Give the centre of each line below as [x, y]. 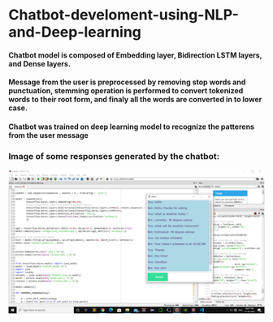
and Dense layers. [40, 63]
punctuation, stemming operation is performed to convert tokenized [126, 91]
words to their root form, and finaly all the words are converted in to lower [135, 100]
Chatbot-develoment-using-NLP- [124, 15]
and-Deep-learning [75, 32]
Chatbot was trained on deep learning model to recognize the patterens [131, 127]
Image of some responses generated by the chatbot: [114, 156]
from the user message [49, 135]
